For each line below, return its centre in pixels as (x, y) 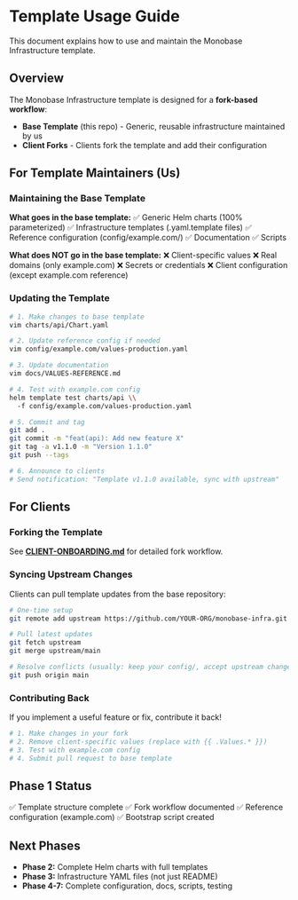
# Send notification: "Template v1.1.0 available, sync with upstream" (144, 479)
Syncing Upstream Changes (71, 574)
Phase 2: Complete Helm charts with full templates (115, 867)
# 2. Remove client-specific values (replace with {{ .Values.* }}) (138, 742)
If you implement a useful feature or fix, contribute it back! (115, 717)
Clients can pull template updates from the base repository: (118, 594)
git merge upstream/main (55, 651)
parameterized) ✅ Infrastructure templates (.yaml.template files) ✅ (131, 227)
